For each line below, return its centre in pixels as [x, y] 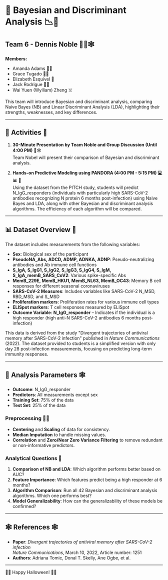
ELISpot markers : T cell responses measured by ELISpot [71, 307]
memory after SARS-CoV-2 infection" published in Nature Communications [82, 338]
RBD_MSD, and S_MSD [36, 296]
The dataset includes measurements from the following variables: [72, 244]
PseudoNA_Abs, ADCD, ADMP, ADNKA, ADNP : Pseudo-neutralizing [83, 259]
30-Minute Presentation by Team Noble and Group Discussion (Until [85, 144]
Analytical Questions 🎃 [33, 458]
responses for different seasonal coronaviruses [61, 286]
